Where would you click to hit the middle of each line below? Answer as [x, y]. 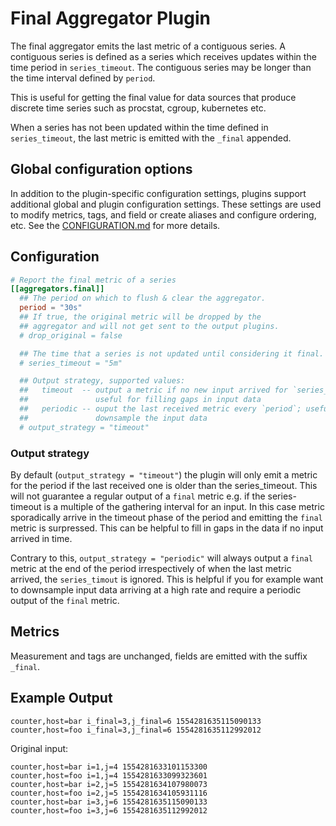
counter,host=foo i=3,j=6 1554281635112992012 [109, 810]
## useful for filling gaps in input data [140, 400]
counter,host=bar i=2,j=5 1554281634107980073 [109, 784]
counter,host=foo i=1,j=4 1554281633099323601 [109, 775]
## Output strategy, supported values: [102, 381]
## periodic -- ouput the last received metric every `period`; [160, 409]
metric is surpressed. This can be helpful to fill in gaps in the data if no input [167, 528]
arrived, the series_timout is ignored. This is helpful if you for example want [167, 579]
